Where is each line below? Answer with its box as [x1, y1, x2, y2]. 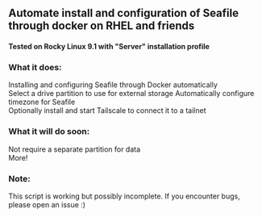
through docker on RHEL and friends [8, 19, 195, 33]
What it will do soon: [8, 126, 90, 137]
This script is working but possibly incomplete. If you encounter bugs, [8, 191, 240, 201]
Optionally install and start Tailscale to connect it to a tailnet [8, 106, 206, 115]
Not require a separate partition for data [8, 144, 141, 154]
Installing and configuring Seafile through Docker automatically [8, 80, 218, 90]
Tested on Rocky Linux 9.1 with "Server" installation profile [8, 41, 210, 51]
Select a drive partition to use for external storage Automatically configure [8, 89, 255, 98]
